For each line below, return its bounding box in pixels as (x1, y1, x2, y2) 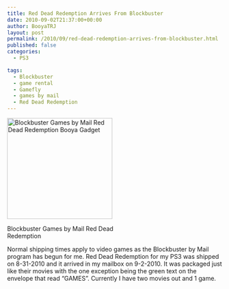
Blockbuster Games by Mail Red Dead (7, 225, 114, 233)
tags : (7, 66, 23, 74)
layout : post (7, 29, 44, 36)
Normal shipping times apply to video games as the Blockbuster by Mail (7, 245, 209, 253)
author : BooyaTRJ (7, 23, 57, 29)
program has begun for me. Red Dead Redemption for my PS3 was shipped (7, 253, 219, 260)
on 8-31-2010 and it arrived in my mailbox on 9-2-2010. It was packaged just (7, 260, 222, 268)
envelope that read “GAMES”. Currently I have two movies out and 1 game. (7, 275, 217, 282)
